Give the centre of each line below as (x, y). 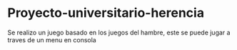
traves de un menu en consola (52, 39)
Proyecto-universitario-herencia (106, 13)
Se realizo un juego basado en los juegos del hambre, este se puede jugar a (119, 32)
